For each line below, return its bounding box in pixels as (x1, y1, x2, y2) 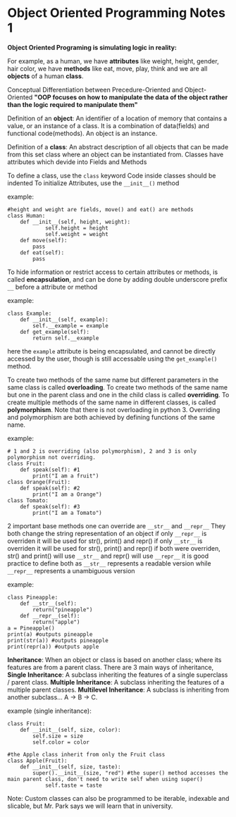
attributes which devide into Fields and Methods (7, 157, 147, 166)
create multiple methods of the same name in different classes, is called (7, 398, 216, 406)
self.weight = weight (44, 230, 109, 237)
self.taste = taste (44, 782, 102, 789)
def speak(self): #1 (20, 466, 80, 473)
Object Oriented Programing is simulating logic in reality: (7, 43, 178, 51)
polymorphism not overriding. (7, 454, 97, 461)
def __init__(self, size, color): (20, 726, 121, 733)
